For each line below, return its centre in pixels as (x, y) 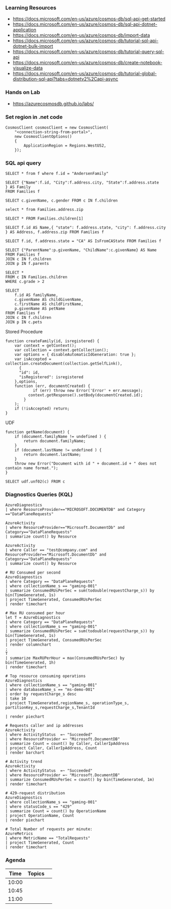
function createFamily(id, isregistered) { (52, 341)
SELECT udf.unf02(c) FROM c (35, 482)
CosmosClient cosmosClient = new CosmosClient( (57, 128)
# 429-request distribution (35, 793)
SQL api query (23, 163)
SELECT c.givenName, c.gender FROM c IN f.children (61, 201)
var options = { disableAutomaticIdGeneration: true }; (76, 355)
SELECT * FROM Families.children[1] (44, 219)
